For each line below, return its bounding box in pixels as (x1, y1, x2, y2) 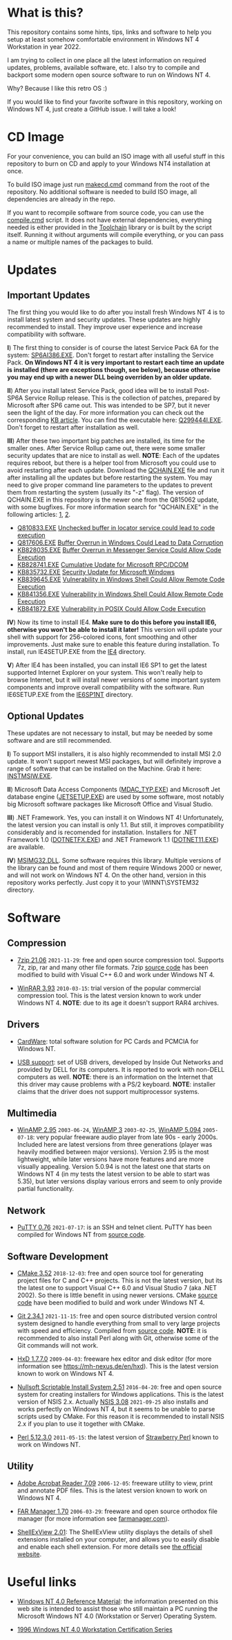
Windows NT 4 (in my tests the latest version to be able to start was (17, 1170, 211, 1179)
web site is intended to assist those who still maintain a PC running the (17, 1604, 218, 1612)
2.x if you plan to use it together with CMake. (17, 1419, 145, 1428)
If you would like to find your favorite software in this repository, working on (7, 97, 222, 105)
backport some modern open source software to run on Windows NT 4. (7, 71, 211, 79)
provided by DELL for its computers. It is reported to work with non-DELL (17, 1065, 225, 1073)
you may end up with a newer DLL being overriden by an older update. (7, 373, 212, 381)
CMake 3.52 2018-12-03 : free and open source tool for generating (17, 1269, 204, 1277)
